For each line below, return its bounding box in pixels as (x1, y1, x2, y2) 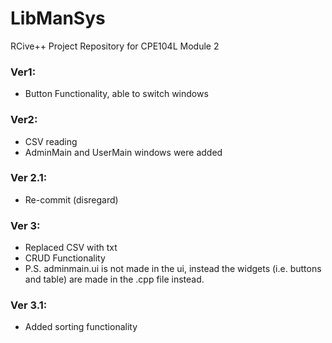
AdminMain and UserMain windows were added (24, 146, 223, 158)
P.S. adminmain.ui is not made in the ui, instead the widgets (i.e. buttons (24, 263, 322, 275)
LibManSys (10, 7, 106, 30)
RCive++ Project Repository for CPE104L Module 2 (10, 40, 220, 52)
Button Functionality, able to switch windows (24, 88, 209, 100)
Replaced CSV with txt (24, 242, 118, 254)
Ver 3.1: (10, 298, 48, 312)
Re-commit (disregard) (24, 193, 119, 206)
